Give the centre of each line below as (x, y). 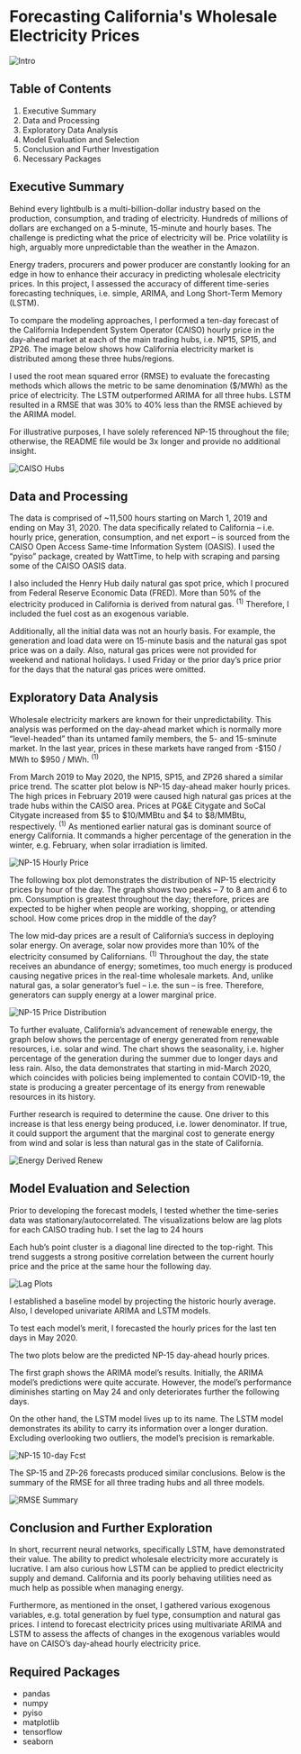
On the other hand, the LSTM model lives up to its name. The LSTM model (146, 1418)
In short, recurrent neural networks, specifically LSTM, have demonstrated (147, 1550)
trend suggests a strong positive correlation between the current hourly (142, 1256)
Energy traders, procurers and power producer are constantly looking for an (150, 264)
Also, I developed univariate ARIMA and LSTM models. (110, 1310)
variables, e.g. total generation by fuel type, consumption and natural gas (145, 1615)
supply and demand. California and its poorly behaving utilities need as (141, 1578)
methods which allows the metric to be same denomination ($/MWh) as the (149, 386)
